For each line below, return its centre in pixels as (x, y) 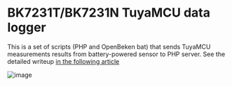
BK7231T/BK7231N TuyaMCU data (109, 13)
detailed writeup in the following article (63, 61)
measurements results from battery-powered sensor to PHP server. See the (116, 54)
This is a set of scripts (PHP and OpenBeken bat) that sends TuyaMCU (109, 46)
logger (27, 27)
